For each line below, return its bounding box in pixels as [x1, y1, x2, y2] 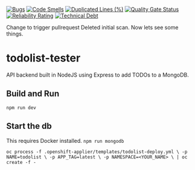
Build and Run [6, 89, 59, 99]
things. [6, 30, 24, 37]
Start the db [6, 121, 53, 131]
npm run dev [6, 104, 36, 111]
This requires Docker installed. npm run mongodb [6, 137, 124, 144]
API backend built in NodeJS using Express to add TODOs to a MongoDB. [6, 71, 189, 78]
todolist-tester [6, 51, 81, 65]
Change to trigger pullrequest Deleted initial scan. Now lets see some [6, 24, 179, 31]
